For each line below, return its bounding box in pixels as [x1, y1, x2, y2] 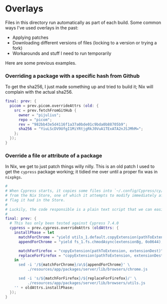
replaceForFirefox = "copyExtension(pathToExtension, [18, 253, 133, 258]
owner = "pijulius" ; [18, 113, 61, 118]
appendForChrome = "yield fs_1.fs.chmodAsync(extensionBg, [18, 239, 143, 244]
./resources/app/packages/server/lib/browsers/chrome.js [27, 267, 148, 272]
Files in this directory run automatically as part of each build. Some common [5, 19, 162, 25]
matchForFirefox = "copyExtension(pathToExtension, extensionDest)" [18, 248, 164, 253]
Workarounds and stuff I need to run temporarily [12, 50, 112, 56]
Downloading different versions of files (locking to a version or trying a [12, 39, 157, 45]
